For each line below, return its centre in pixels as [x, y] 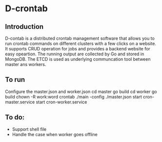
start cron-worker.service [61, 102]
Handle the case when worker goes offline [55, 134]
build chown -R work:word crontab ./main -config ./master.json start [74, 96]
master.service [20, 102]
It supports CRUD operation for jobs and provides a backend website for [78, 49]
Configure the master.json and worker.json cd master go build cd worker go [81, 92]
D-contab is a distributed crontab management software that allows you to [80, 38]
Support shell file [29, 129]
